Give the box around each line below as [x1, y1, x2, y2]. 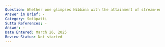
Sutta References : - [5, 21, 48, 26]
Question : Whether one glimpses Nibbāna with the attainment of [5, 7, 139, 12]
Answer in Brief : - [5, 12, 45, 17]
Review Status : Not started [5, 35, 63, 40]
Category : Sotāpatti [5, 16, 48, 21]
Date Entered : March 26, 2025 [5, 30, 67, 35]
